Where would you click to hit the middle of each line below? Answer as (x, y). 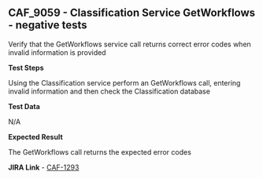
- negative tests (48, 26)
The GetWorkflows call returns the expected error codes (100, 152)
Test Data (24, 106)
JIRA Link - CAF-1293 (44, 167)
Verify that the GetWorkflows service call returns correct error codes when (130, 44)
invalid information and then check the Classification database (109, 91)
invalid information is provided (57, 52)
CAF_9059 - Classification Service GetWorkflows (132, 13)
